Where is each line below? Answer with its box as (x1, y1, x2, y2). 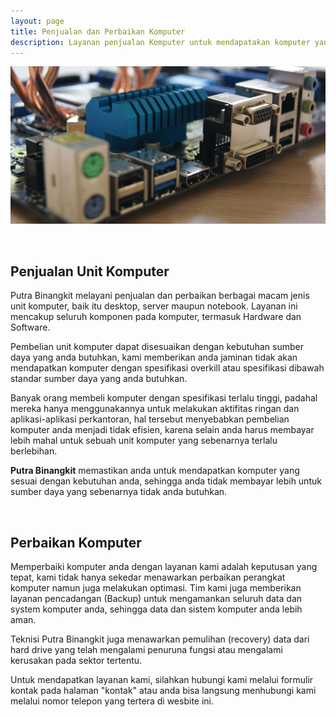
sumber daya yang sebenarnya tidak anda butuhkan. (10, 486, 228, 498)
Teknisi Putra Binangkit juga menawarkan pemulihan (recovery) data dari (10, 633, 310, 645)
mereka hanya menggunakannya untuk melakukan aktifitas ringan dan (10, 403, 300, 415)
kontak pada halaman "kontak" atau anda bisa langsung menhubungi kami (10, 685, 317, 696)
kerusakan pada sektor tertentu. (10, 655, 143, 666)
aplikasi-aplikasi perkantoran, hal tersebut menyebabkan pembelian (10, 413, 290, 425)
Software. (10, 321, 51, 334)
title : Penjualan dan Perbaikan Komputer (10, 26, 186, 37)
